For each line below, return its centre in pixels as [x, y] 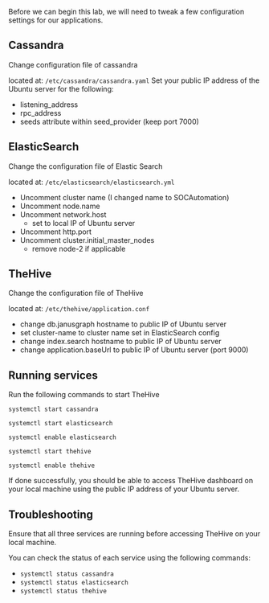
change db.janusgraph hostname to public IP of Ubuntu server [123, 324]
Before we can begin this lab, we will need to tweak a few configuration [126, 12]
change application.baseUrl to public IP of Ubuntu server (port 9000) [134, 350]
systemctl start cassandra [53, 409]
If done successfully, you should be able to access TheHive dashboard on [131, 481]
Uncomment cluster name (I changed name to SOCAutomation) [124, 197]
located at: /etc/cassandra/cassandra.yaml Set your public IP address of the [134, 80]
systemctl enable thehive [51, 466]
